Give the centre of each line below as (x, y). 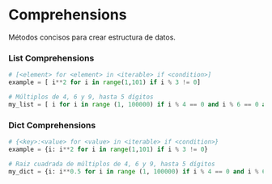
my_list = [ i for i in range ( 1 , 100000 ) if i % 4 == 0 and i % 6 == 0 (134, 104)
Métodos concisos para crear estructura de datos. (92, 37)
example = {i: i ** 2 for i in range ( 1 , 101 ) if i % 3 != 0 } (108, 149)
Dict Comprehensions (52, 125)
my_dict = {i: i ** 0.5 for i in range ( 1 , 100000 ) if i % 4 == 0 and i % (134, 171)
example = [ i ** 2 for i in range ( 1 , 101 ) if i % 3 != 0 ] (104, 82)
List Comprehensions (51, 58)
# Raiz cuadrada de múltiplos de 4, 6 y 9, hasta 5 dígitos (112, 164)
